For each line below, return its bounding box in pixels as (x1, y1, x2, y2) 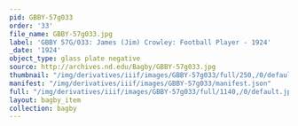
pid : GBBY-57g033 (9, 12, 74, 22)
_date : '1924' (9, 46, 62, 55)
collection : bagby (9, 104, 77, 113)
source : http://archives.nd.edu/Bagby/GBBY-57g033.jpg (9, 63, 216, 72)
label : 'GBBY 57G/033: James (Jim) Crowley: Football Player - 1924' (9, 37, 272, 47)
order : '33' (9, 21, 53, 30)
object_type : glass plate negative (9, 54, 141, 63)
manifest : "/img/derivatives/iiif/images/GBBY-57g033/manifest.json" (9, 79, 272, 88)
